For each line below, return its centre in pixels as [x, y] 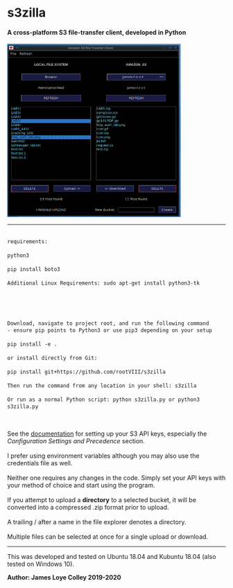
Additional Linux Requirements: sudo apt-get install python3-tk [103, 283]
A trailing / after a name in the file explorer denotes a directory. [97, 522]
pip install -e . [32, 344]
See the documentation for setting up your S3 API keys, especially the [107, 434]
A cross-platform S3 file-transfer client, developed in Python [97, 32]
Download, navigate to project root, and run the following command [108, 323]
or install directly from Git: [52, 358]
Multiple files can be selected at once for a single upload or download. [108, 537]
